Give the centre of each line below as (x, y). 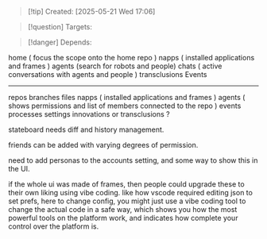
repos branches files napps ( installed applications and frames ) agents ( (127, 97)
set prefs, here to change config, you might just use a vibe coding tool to (127, 201)
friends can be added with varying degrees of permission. (103, 145)
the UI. (19, 169)
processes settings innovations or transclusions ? (89, 114)
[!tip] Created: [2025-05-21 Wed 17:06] (91, 12)
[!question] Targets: (60, 27)
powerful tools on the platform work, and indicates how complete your (123, 218)
